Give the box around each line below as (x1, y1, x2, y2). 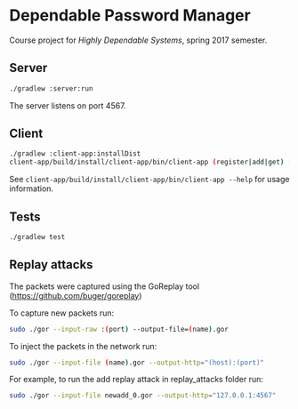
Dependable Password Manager (9, 5, 251, 26)
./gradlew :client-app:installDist (9, 149, 141, 158)
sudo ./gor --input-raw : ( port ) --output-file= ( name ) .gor (9, 325, 229, 333)
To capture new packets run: (9, 308, 115, 318)
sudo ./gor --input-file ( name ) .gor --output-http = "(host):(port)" (9, 357, 265, 367)
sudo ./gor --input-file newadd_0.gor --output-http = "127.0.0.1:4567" (9, 391, 277, 400)
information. (9, 183, 54, 194)
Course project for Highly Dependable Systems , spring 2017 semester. (9, 35, 268, 45)
